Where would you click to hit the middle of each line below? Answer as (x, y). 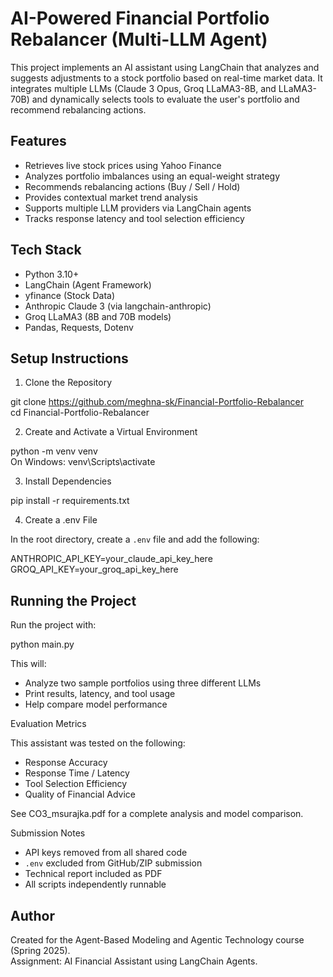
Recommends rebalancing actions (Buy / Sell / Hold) (132, 186)
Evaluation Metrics (48, 724)
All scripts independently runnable (95, 884)
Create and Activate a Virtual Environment (111, 432)
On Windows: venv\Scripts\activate (83, 462)
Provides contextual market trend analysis (111, 197)
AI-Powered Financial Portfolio (140, 18)
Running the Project (73, 600)
